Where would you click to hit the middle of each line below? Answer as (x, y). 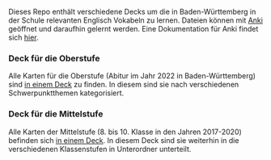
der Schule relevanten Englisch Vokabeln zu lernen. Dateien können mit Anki (135, 20)
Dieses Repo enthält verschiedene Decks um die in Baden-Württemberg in (132, 12)
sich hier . (23, 37)
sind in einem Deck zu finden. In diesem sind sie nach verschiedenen (124, 85)
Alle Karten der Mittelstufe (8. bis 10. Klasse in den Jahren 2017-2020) (125, 132)
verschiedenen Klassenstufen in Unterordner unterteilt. (100, 149)
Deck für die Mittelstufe (56, 114)
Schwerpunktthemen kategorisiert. (66, 93)
